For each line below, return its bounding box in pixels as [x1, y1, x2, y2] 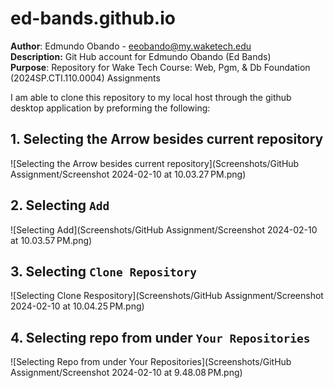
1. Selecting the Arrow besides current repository [10, 131, 324, 148]
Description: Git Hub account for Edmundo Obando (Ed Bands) [10, 50, 272, 62]
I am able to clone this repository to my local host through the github [10, 91, 292, 103]
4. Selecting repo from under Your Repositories [10, 329, 311, 346]
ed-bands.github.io [10, 7, 176, 30]
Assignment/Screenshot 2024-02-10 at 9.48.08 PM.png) [10, 367, 243, 379]
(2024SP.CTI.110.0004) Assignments [10, 72, 161, 84]
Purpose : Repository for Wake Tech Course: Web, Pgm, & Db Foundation [10, 61, 311, 73]
